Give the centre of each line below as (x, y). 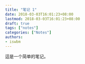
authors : (14, 37)
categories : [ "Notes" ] (28, 32)
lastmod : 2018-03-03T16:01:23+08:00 (42, 19)
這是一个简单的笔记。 (27, 56)
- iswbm (13, 42)
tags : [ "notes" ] (22, 28)
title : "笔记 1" (21, 10)
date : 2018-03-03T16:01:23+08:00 (39, 14)
